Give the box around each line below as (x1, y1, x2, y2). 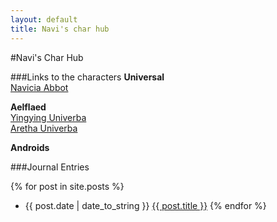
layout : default (10, 14, 78, 25)
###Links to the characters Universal (10, 71, 165, 83)
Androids (10, 141, 50, 153)
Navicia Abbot (10, 81, 69, 93)
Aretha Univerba (10, 122, 78, 134)
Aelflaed (10, 101, 47, 113)
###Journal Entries (10, 161, 90, 173)
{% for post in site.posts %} (10, 180, 125, 192)
